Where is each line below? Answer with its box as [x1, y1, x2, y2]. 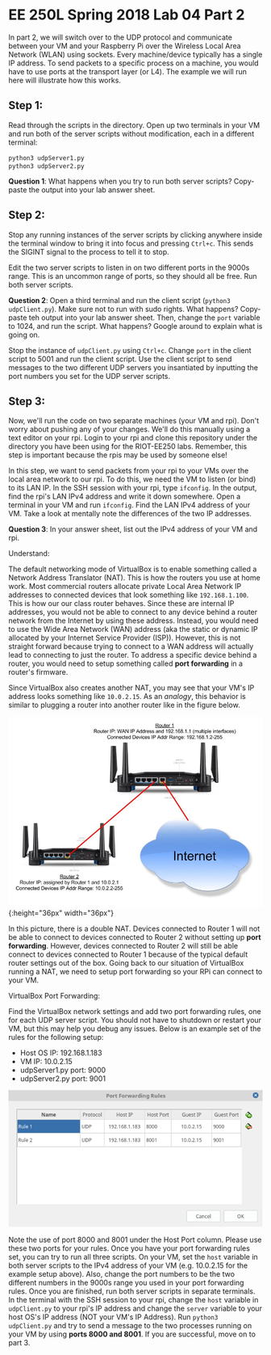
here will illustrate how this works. [8, 75, 121, 85]
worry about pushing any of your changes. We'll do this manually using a [8, 424, 251, 434]
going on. [8, 330, 40, 339]
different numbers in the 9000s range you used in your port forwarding [8, 1278, 244, 1287]
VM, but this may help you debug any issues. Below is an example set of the [8, 1024, 261, 1033]
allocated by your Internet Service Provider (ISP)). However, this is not [8, 633, 241, 643]
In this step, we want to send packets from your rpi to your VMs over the [8, 466, 249, 476]
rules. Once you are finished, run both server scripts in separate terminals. [8, 1286, 256, 1296]
